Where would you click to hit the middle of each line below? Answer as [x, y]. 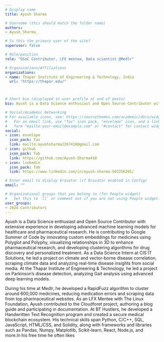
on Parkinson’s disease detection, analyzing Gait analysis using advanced [79, 274]
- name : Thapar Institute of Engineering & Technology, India [70, 77]
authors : [14, 27]
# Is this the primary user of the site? [48, 41]
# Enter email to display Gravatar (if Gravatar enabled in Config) [76, 181]
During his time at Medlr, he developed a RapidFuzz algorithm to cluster [77, 289]
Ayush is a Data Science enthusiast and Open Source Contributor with [75, 222]
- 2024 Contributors [26, 208]
